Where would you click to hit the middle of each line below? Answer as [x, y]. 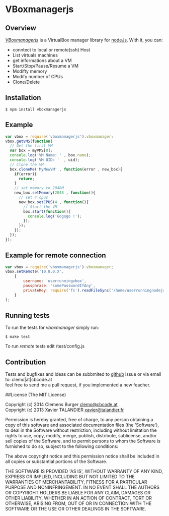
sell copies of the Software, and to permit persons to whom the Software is [83, 441]
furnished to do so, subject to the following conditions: [62, 446]
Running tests [28, 316]
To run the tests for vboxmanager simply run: [52, 328]
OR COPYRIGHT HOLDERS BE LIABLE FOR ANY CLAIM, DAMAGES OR [78, 493]
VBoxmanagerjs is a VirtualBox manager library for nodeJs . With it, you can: [84, 40]
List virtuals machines [35, 55]
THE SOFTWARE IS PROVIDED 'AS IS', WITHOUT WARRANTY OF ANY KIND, [84, 471]
